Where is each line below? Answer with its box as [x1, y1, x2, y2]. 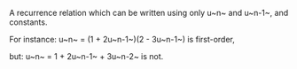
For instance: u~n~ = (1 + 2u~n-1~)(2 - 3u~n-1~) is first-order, [9, 34, 235, 44]
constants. [9, 17, 48, 27]
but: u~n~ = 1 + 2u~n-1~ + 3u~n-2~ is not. [9, 51, 164, 61]
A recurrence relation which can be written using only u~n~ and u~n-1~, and [9, 8, 289, 18]
